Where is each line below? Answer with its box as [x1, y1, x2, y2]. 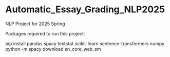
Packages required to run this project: [5, 30, 85, 36]
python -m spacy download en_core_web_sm [5, 46, 101, 52]
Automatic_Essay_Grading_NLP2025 [5, 4, 165, 15]
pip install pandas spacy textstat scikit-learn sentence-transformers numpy [5, 40, 165, 47]
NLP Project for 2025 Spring [5, 21, 65, 27]
